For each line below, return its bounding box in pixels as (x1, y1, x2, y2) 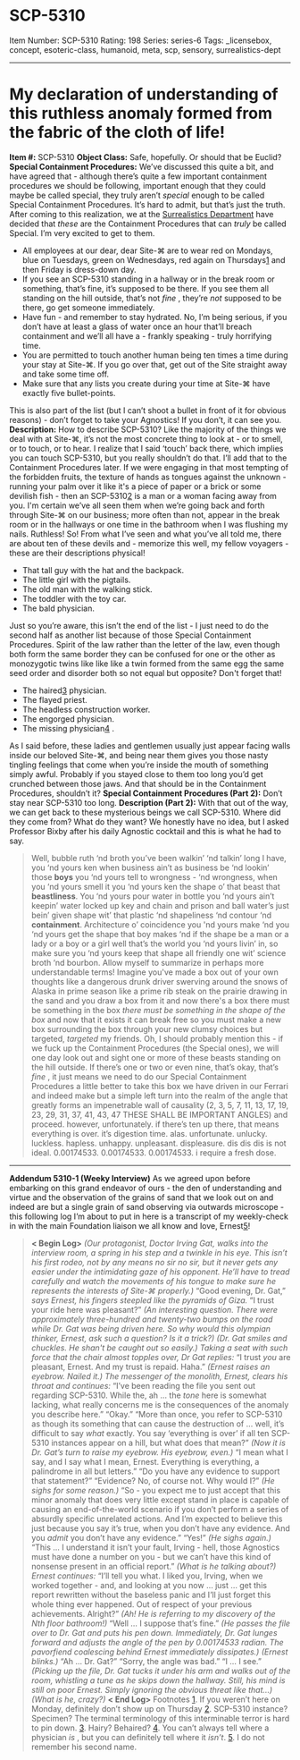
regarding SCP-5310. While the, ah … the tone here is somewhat (30, 1390, 267, 1400)
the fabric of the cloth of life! (9, 123, 226, 143)
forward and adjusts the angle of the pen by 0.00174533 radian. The (30, 1637, 284, 1647)
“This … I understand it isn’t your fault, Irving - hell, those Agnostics (30, 1542, 280, 1553)
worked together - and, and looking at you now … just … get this (30, 1579, 268, 1590)
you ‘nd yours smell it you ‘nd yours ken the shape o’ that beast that (30, 881, 280, 892)
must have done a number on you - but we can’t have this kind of (30, 1551, 271, 1561)
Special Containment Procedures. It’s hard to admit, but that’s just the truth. (9, 199, 286, 210)
